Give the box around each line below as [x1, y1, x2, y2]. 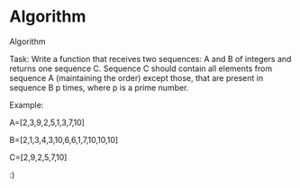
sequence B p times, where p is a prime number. [9, 82, 189, 93]
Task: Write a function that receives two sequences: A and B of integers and [9, 53, 292, 64]
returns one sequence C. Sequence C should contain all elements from [9, 63, 273, 74]
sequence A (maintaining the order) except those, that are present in [9, 72, 264, 83]
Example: [9, 99, 44, 110]
